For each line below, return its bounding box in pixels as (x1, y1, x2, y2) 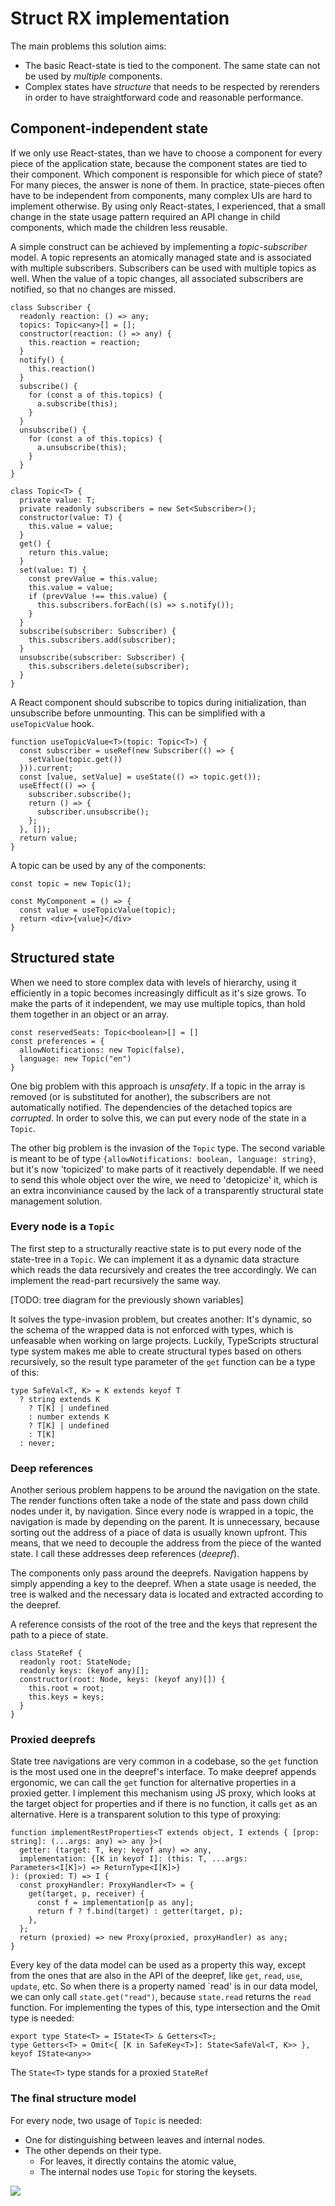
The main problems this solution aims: (10, 40, 167, 52)
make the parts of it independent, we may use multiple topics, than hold (10, 997, 306, 1009)
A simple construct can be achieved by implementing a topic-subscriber (10, 240, 308, 252)
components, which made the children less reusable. (10, 221, 228, 233)
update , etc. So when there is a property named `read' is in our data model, (10, 1980, 318, 1992)
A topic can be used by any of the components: (10, 859, 207, 871)
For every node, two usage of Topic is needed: (10, 2114, 203, 2126)
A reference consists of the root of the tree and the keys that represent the (10, 1618, 318, 1631)
